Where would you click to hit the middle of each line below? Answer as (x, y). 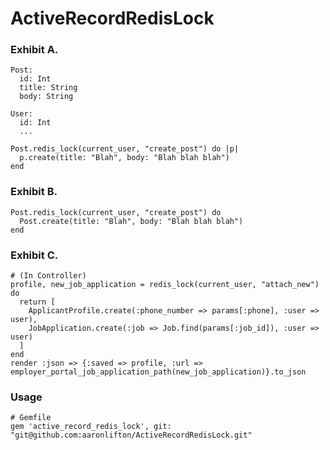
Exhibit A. (34, 50)
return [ (37, 302)
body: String (46, 97)
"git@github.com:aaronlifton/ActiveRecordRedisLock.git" (131, 435)
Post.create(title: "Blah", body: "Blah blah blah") (131, 221)
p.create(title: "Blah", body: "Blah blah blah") (124, 158)
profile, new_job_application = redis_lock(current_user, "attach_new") (165, 285)
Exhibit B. (34, 192)
